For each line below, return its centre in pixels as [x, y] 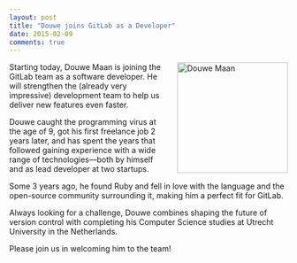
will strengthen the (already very [68, 86]
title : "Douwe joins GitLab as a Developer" [92, 26]
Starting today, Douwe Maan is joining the [85, 67]
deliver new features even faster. [69, 105]
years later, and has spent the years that [83, 141]
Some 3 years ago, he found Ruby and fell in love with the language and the [147, 186]
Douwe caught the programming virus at [83, 122]
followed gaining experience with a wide [83, 151]
